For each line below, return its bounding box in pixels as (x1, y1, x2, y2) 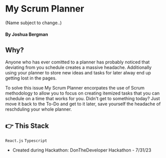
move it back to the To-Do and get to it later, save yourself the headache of (5, 101, 161, 107)
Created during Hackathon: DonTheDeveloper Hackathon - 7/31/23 (12, 147, 152, 153)
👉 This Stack (5, 121, 49, 130)
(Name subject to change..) (5, 20, 62, 26)
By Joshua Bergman (5, 31, 48, 37)
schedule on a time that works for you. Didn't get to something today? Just (5, 96, 160, 102)
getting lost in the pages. (5, 75, 57, 81)
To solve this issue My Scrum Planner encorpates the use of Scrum (5, 85, 145, 91)
